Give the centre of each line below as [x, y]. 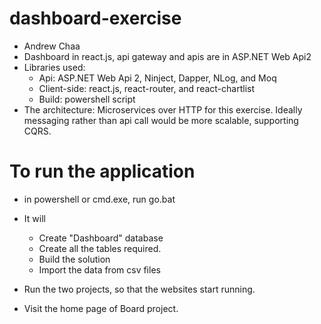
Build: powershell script [87, 99]
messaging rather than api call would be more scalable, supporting [161, 120]
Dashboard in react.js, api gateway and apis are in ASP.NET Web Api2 [167, 56]
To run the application [102, 171]
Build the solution [74, 259]
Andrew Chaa [52, 46]
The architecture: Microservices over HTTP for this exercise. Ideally [163, 109]
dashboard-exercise [95, 18]
